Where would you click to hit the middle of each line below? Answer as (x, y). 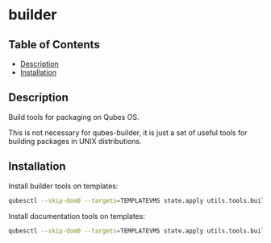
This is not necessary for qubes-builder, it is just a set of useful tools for (128, 132)
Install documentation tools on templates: (77, 216)
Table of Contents (54, 45)
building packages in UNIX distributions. (75, 141)
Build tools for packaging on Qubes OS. (74, 117)
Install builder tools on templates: (63, 186)
